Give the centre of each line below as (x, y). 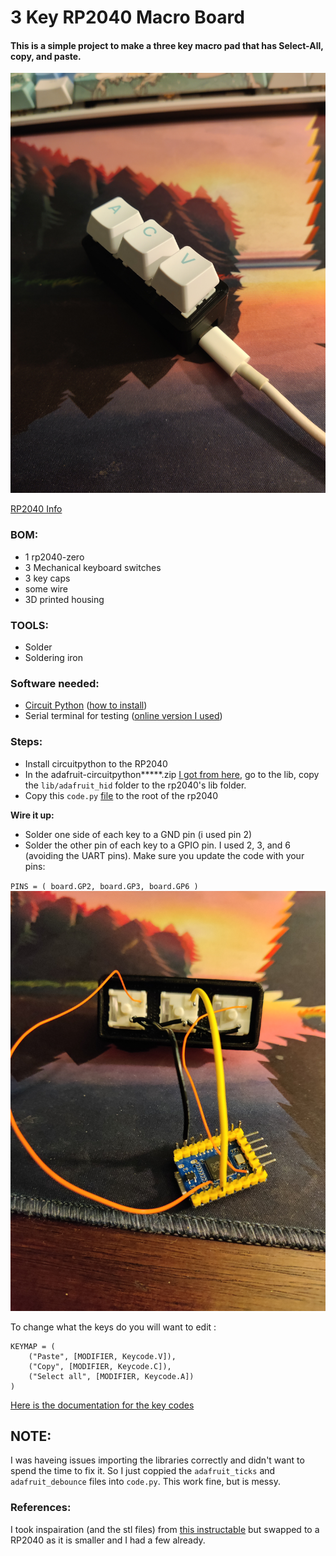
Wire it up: (32, 815)
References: (41, 1508)
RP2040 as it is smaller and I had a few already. (108, 1540)
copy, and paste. (46, 56)
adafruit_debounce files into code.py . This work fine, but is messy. (145, 1482)
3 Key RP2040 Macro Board (127, 17)
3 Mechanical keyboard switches (93, 567)
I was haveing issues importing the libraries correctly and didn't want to (157, 1460)
